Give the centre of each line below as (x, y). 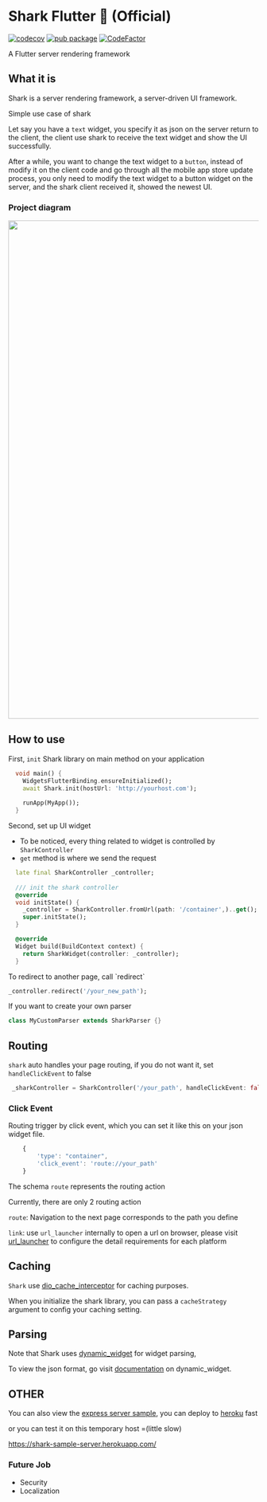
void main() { (39, 773)
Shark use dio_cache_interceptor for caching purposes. (99, 1285)
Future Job (30, 1465)
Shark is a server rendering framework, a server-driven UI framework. (123, 98)
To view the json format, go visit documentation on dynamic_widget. (120, 1369)
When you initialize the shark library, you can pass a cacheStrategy (118, 1301)
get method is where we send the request (88, 858)
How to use (37, 739)
